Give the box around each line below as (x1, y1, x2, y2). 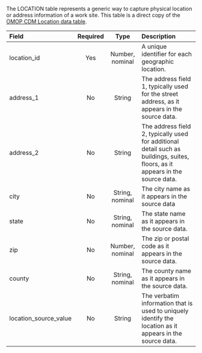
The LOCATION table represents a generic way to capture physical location (6, 5, 192, 12)
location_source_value (9, 314, 72, 322)
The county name (141, 267, 191, 275)
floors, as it (141, 160, 173, 168)
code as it (141, 242, 170, 250)
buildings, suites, (141, 152, 189, 160)
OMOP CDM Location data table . (6, 18, 87, 25)
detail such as (141, 145, 181, 153)
